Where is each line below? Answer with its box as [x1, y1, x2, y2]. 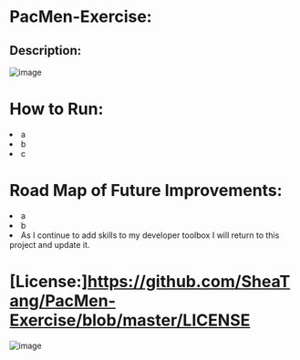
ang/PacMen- [9, 291, 117, 312]
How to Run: [9, 98, 104, 119]
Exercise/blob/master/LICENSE [9, 310, 251, 331]
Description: [9, 43, 82, 58]
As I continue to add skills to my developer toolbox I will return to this [21, 230, 280, 241]
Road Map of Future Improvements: [9, 180, 283, 201]
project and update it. [9, 239, 90, 250]
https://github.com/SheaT [87, 272, 291, 293]
